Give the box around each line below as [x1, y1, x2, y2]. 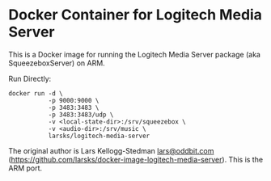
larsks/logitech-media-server [48, 132, 150, 140]
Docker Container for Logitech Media [8, 6, 263, 24]
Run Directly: [8, 74, 52, 83]
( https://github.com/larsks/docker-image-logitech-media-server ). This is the [8, 154, 264, 164]
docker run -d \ [8, 89, 63, 98]
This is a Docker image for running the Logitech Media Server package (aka [8, 49, 261, 59]
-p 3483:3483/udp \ [48, 111, 114, 119]
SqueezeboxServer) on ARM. [8, 58, 105, 68]
